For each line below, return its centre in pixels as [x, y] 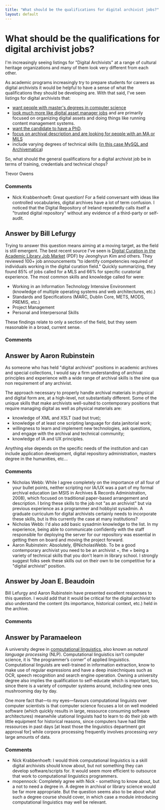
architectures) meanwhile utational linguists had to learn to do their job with [82, 716]
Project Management [33, 307]
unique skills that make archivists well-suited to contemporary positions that [82, 403]
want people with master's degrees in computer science [69, 108]
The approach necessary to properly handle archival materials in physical [79, 393]
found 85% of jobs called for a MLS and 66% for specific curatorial [73, 271]
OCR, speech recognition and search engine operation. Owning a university [82, 675]
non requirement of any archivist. [39, 383]
